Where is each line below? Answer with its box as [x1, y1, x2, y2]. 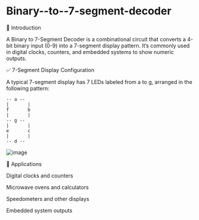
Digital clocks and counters [6, 172, 74, 179]
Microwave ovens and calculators [6, 183, 89, 191]
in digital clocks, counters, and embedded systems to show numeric [6, 48, 174, 55]
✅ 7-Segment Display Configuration [6, 66, 94, 73]
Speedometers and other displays [6, 195, 90, 202]
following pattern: [6, 85, 50, 92]
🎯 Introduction [6, 24, 41, 31]
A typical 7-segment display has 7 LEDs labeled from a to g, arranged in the [6, 78, 192, 85]
